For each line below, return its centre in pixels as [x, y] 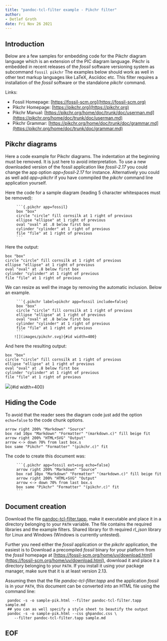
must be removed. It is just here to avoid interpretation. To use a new [76, 161]
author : [13, 14]
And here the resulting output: [36, 346]
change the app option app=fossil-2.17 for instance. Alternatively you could [82, 172]
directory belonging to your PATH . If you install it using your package [75, 565]
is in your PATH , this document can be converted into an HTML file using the [83, 586]
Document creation [36, 507]
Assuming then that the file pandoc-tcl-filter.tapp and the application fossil [82, 580]
